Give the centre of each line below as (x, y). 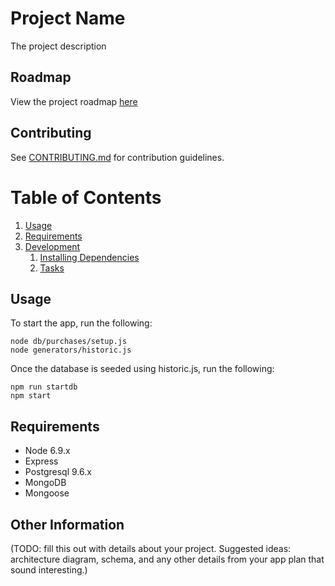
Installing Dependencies (89, 257)
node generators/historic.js (71, 350)
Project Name (68, 18)
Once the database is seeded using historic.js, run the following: (142, 369)
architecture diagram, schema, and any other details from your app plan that (167, 559)
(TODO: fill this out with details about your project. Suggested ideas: (151, 548)
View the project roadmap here (74, 101)
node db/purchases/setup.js (69, 342)
